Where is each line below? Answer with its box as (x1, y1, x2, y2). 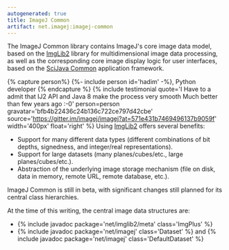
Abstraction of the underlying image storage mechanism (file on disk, (17, 165, 216, 174)
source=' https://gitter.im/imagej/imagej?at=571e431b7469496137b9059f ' (7, 115, 217, 123)
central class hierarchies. (7, 193, 79, 201)
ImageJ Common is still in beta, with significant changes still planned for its (7, 185, 223, 194)
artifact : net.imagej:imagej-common (7, 23, 113, 30)
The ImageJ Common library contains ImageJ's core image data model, (7, 42, 212, 51)
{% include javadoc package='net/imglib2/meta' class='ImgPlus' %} (17, 220, 213, 228)
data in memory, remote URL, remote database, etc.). (17, 172, 170, 181)
